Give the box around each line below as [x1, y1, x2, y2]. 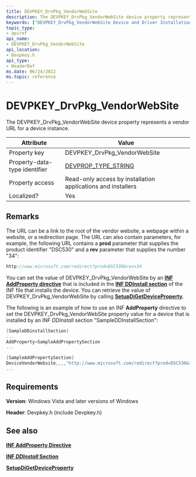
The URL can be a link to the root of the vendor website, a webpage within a [6, 227, 189, 234]
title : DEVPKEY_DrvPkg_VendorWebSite [6, 8, 98, 15]
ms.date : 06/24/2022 [6, 69, 57, 74]
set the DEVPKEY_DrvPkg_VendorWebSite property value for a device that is [6, 310, 190, 317]
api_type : [6, 57, 30, 63]
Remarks [6, 212, 40, 222]
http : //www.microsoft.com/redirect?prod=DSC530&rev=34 [6, 263, 142, 270]
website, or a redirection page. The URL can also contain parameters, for [6, 233, 181, 240]
